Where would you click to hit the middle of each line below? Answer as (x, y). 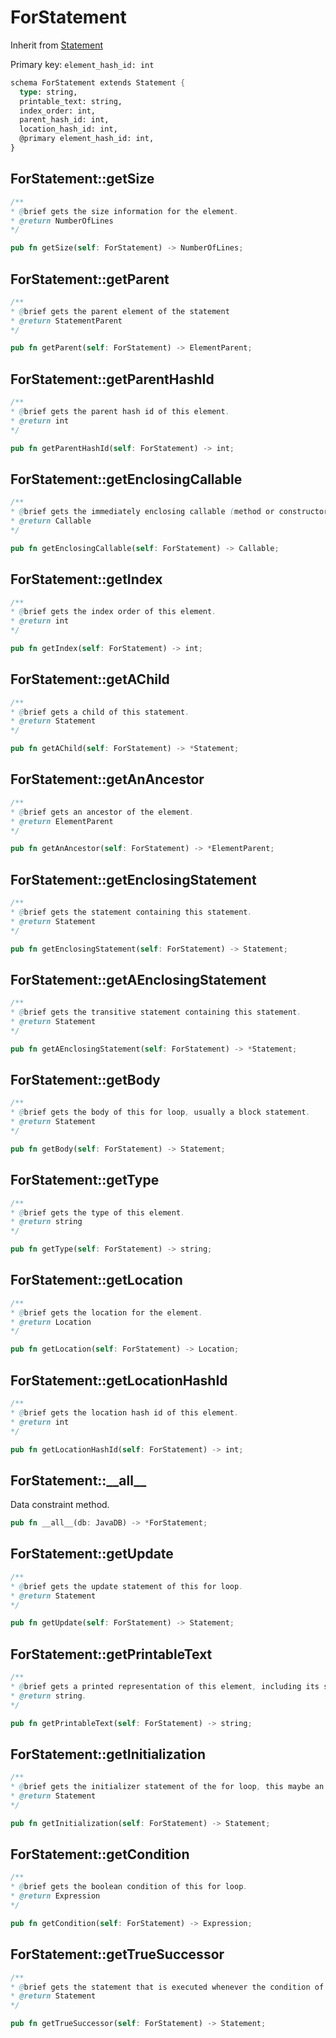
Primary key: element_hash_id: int (82, 64)
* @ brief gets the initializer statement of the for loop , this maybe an (167, 1787)
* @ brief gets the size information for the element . (125, 211)
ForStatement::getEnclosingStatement (133, 879)
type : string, (48, 92)
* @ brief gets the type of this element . (98, 1212)
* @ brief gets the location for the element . (106, 1312)
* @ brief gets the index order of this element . (113, 612)
